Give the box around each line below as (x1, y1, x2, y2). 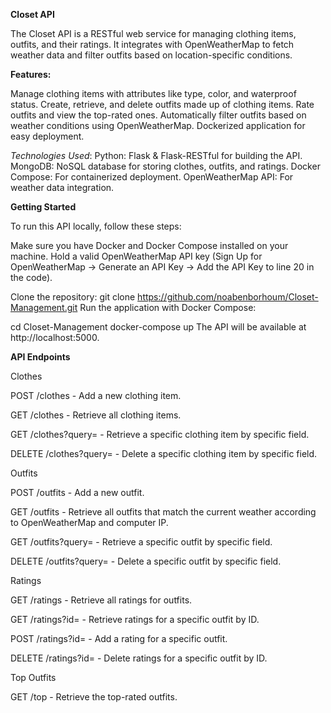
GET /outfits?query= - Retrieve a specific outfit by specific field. (10, 536, 273, 548)
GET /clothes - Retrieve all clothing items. (10, 409, 182, 421)
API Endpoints (10, 351, 71, 363)
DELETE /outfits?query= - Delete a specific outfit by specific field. (10, 555, 282, 567)
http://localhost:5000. (10, 332, 100, 343)
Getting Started (10, 201, 77, 213)
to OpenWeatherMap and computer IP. (10, 517, 169, 528)
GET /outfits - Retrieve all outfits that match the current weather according (10, 506, 317, 518)
